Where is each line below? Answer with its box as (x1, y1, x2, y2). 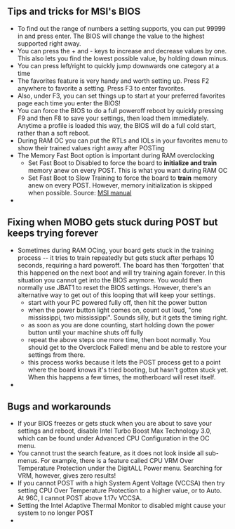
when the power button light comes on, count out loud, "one (27, 306, 202, 314)
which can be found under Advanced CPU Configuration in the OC (17, 434, 210, 443)
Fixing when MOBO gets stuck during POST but (7, 216, 218, 228)
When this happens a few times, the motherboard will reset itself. (27, 372, 216, 381)
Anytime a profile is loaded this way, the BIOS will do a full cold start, (17, 121, 216, 129)
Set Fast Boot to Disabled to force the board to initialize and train (27, 158, 217, 167)
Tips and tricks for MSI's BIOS (7, 6, 141, 18)
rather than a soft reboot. (17, 129, 90, 137)
